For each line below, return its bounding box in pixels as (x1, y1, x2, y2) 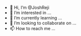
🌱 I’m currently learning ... (9, 15, 62, 20)
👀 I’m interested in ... (9, 10, 52, 16)
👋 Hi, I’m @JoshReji (9, 5, 50, 10)
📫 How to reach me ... (9, 26, 55, 31)
